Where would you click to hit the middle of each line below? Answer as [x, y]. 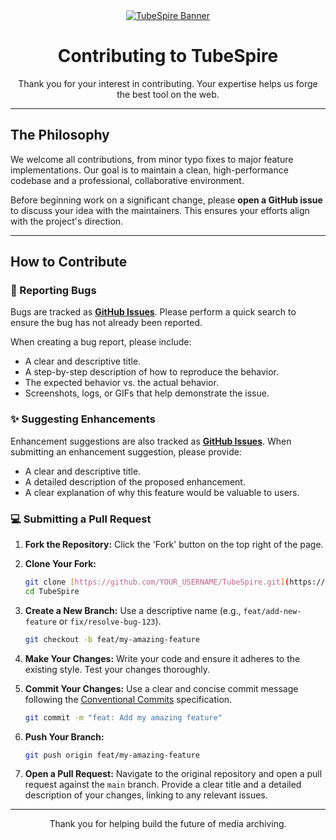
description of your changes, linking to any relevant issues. [146, 795]
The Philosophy [60, 135]
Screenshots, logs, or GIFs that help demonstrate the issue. [147, 393]
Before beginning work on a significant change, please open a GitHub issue [166, 200]
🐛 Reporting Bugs [53, 291]
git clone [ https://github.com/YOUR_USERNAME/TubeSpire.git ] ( [157, 582]
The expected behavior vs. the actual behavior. [121, 383]
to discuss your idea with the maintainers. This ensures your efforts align [160, 210]
